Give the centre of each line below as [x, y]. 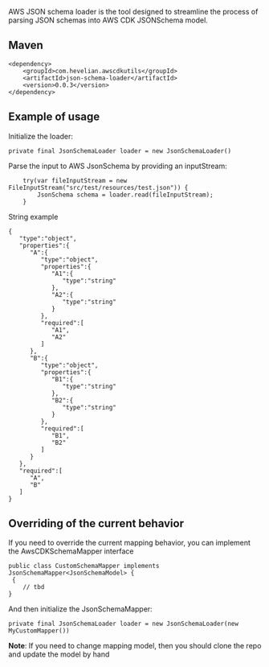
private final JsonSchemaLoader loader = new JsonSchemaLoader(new [124, 624]
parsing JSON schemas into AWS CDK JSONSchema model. [108, 20]
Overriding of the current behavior [96, 523]
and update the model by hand [59, 654]
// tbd [34, 587]
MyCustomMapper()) [39, 631]
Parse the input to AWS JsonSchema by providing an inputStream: [118, 166]
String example [33, 216]
